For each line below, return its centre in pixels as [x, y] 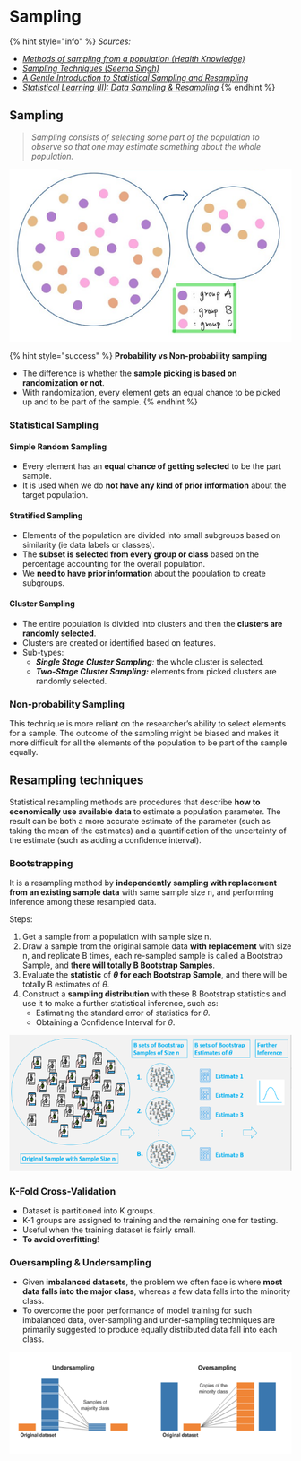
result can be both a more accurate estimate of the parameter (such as [140, 821]
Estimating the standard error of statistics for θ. [123, 1013]
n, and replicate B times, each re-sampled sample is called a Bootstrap [153, 956]
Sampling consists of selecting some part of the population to [145, 137]
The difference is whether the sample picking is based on [129, 373]
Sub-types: [43, 652]
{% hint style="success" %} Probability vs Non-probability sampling [138, 356]
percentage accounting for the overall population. [114, 564]
